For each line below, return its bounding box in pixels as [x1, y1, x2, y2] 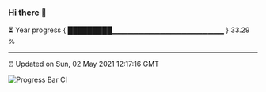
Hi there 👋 [8, 7, 47, 18]
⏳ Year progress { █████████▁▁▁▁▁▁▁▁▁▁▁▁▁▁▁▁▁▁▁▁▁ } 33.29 [8, 25, 250, 35]
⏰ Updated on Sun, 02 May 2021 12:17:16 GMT [8, 59, 160, 69]
